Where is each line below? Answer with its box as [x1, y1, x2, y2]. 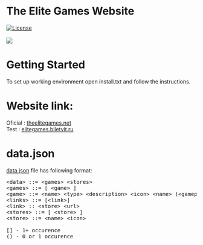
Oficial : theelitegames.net [6, 119, 71, 126]
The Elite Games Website [6, 4, 135, 18]
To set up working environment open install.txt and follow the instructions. [6, 77, 191, 85]
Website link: [6, 99, 74, 113]
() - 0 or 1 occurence [6, 233, 74, 240]
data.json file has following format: [6, 166, 92, 174]
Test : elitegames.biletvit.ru [6, 125, 74, 132]
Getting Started [6, 58, 86, 72]
